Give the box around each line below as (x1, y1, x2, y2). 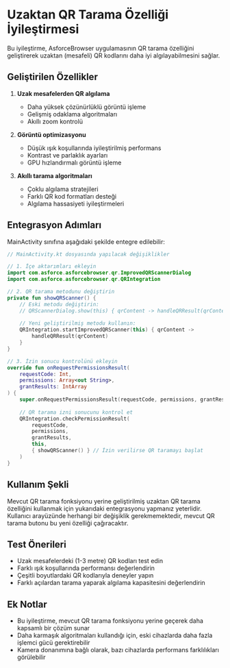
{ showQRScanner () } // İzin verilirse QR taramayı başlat (31, 447, 204, 454)
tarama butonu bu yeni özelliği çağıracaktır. (7, 519, 129, 527)
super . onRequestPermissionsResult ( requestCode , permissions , (19, 396, 197, 404)
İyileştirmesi (7, 21, 79, 37)
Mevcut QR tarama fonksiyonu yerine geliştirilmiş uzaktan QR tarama (7, 497, 201, 505)
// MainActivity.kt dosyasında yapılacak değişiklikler (7, 251, 170, 258)
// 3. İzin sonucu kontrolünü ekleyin (7, 358, 118, 364)
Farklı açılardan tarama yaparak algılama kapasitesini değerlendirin (16, 579, 205, 587)
